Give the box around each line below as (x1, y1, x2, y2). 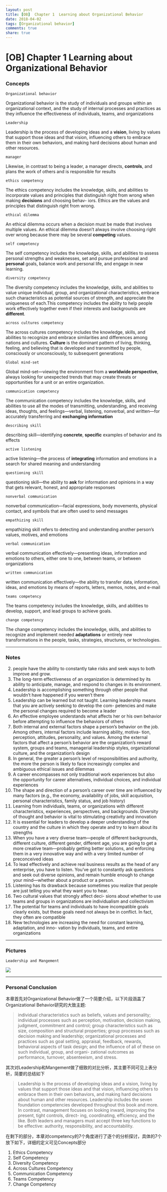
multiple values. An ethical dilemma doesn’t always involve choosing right (5, 227, 156, 233)
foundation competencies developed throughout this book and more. (17, 1102, 159, 1108)
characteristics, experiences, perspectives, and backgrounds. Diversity (12, 808, 159, 814)
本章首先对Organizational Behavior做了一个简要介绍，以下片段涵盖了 (5, 996, 146, 1002)
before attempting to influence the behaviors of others (12, 718, 124, 724)
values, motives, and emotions (5, 532, 68, 538)
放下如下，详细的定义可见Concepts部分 (5, 1140, 86, 1146)
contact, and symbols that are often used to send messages (5, 508, 128, 514)
